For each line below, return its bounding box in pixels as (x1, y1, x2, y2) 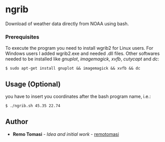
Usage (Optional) (5, 79, 61, 88)
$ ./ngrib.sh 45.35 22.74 (5, 104, 60, 109)
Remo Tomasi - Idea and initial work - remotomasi (12, 131, 119, 137)
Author (5, 117, 28, 126)
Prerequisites (5, 33, 39, 40)
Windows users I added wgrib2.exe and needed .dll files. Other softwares (5, 50, 160, 57)
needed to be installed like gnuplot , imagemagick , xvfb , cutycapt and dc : (5, 56, 159, 62)
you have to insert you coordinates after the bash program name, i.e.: (5, 93, 151, 99)
